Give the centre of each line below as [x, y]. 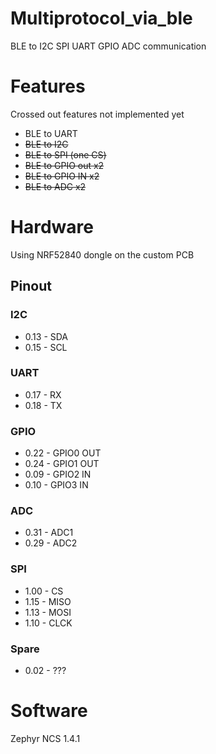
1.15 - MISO [48, 601]
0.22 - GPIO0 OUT [63, 453]
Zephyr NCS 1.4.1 [45, 738]
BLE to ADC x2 [55, 186]
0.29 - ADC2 [51, 543]
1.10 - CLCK [48, 623]
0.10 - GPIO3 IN [56, 485]
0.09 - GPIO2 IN [58, 474]
